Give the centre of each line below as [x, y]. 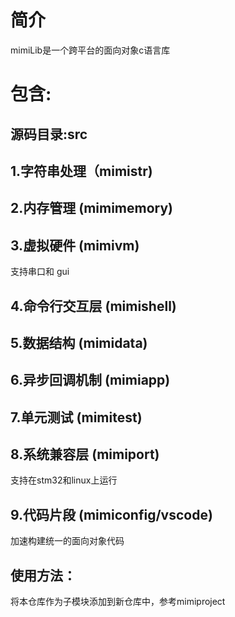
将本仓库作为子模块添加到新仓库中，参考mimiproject [118, 602]
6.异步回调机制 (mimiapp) [90, 380]
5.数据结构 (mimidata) [79, 342]
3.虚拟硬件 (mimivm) [75, 245]
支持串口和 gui [40, 272]
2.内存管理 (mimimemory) [91, 208]
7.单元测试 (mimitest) [76, 417]
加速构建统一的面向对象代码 [67, 541]
